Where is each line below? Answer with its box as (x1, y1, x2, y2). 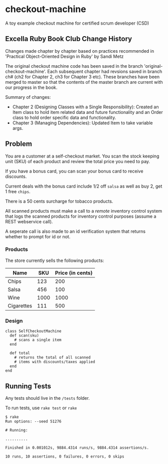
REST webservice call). (5, 218, 53, 224)
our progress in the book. (5, 84, 58, 90)
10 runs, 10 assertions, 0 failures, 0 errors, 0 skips (5, 454, 124, 459)
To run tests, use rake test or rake (5, 405, 77, 411)
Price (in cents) (55, 269, 93, 276)
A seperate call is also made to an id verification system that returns (5, 228, 146, 234)
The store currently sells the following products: (5, 257, 104, 263)
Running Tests (5, 382, 51, 390)
